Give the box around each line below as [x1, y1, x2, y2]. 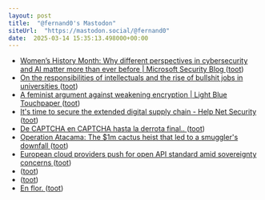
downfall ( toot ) [19, 141, 69, 150]
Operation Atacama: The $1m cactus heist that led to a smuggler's [19, 133, 239, 142]
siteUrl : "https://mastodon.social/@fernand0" [8, 26, 171, 34]
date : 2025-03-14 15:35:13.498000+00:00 [8, 34, 149, 42]
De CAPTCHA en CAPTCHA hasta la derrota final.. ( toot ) [19, 124, 206, 134]
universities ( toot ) [19, 82, 78, 91]
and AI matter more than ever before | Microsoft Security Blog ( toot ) [19, 65, 244, 74]
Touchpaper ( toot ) [19, 98, 81, 108]
